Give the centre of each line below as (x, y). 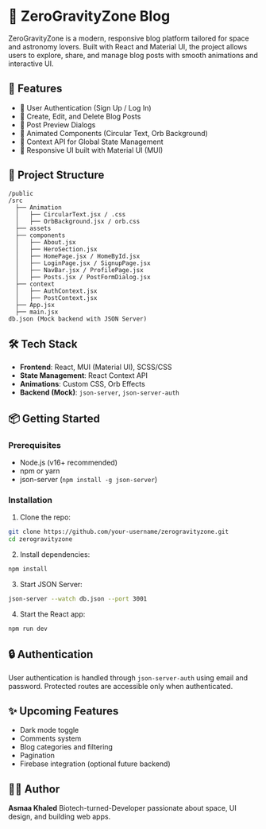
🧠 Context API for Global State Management (92, 142)
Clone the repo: (45, 517)
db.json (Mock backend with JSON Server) (78, 319)
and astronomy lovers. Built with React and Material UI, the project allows (128, 46)
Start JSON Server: (51, 584)
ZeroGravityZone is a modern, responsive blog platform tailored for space (129, 38)
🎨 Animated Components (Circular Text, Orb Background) (114, 133)
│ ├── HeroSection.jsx (56, 249)
